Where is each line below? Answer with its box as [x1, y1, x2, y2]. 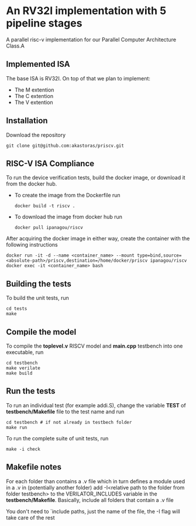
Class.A [6, 42, 25, 49]
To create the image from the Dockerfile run [14, 192, 121, 199]
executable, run [6, 349, 44, 356]
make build [6, 370, 33, 376]
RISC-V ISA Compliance [6, 159, 95, 168]
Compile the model [6, 327, 77, 337]
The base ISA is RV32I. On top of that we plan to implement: [6, 75, 151, 82]
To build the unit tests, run [6, 295, 69, 302]
